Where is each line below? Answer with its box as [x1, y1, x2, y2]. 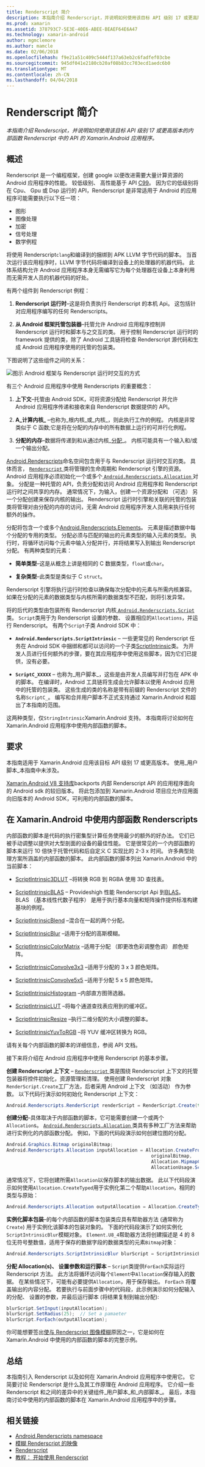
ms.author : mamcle [6, 43, 53, 50]
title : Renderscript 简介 [6, 9, 70, 15]
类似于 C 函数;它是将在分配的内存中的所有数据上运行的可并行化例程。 [15, 423, 190, 431]
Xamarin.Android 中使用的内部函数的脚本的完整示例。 [6, 1336, 141, 1343]
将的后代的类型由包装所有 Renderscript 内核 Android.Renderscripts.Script [6, 606, 195, 613]
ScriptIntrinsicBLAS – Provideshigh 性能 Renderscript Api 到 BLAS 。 [15, 888, 184, 896]
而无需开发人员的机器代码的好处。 [6, 273, 92, 281]
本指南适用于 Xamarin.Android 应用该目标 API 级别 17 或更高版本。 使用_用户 [6, 759, 198, 766]
